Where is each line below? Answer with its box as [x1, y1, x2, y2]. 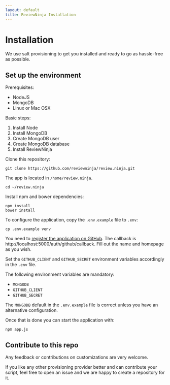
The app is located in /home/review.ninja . [5, 175, 93, 181]
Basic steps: [5, 115, 31, 121]
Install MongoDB [12, 130, 48, 136]
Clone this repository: [5, 156, 51, 163]
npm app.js [5, 327, 28, 332]
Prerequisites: [5, 84, 35, 90]
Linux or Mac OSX [12, 105, 51, 111]
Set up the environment [5, 71, 81, 79]
